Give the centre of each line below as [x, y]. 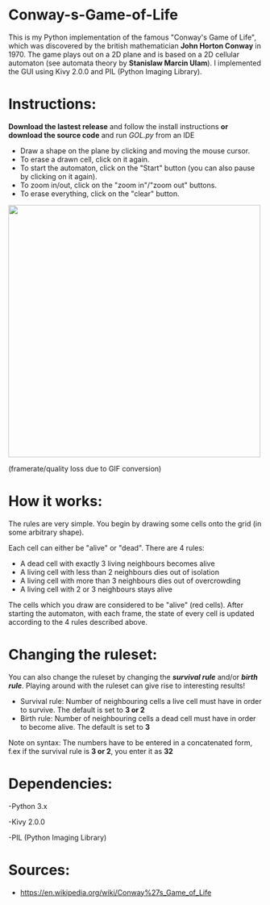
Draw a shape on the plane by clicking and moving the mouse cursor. [135, 150]
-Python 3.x [28, 806]
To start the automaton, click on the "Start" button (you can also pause [137, 168]
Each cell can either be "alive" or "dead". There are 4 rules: [106, 547]
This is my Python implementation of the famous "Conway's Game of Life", [132, 37]
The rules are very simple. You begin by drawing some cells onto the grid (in [135, 523]
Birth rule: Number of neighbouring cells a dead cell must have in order [138, 718]
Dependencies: [60, 783]
